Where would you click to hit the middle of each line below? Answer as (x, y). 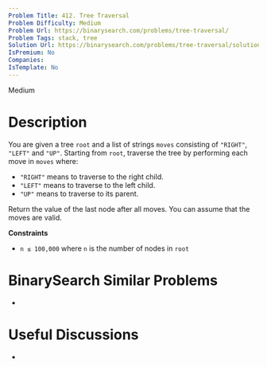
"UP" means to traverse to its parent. (79, 193)
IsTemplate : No (33, 68)
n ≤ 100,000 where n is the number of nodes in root (104, 248)
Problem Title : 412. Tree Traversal (69, 16)
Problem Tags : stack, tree (53, 38)
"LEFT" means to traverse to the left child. (87, 185)
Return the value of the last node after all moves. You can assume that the (129, 209)
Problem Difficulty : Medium (55, 23)
